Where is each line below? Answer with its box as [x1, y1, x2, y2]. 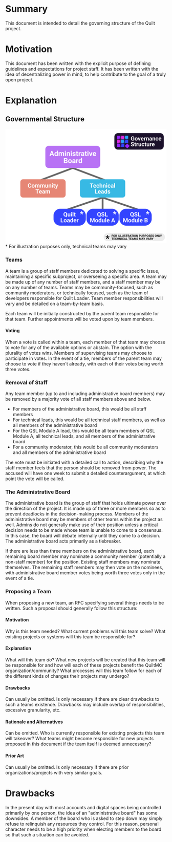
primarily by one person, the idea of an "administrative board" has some [5, 810, 158, 816]
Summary [5, 3, 48, 15]
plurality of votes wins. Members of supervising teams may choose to [5, 350, 153, 356]
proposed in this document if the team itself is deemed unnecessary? [5, 741, 152, 747]
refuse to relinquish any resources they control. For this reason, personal [5, 821, 159, 827]
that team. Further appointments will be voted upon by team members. [5, 316, 154, 322]
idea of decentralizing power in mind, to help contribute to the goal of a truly [5, 71, 166, 77]
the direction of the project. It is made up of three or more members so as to [5, 505, 166, 512]
